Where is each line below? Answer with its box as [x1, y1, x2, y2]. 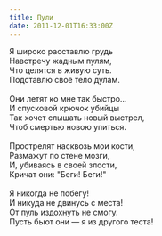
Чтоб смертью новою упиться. [9, 121, 127, 132]
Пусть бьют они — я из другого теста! [9, 216, 154, 227]
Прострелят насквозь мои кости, [9, 140, 135, 151]
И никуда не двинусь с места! [9, 197, 123, 208]
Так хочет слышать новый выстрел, [9, 112, 145, 123]
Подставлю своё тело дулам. [9, 74, 120, 85]
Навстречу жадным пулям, [9, 55, 113, 66]
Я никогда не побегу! [9, 188, 90, 199]
